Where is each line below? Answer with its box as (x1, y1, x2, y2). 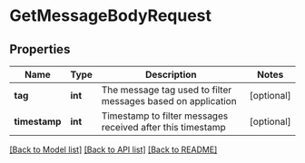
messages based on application (101, 95, 238, 107)
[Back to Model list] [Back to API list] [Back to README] (9, 144, 218, 155)
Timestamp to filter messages (101, 110, 229, 122)
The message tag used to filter (101, 83, 232, 96)
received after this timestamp (101, 121, 227, 133)
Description (144, 69, 197, 81)
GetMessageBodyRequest (9, 5, 212, 26)
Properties (9, 42, 71, 57)
